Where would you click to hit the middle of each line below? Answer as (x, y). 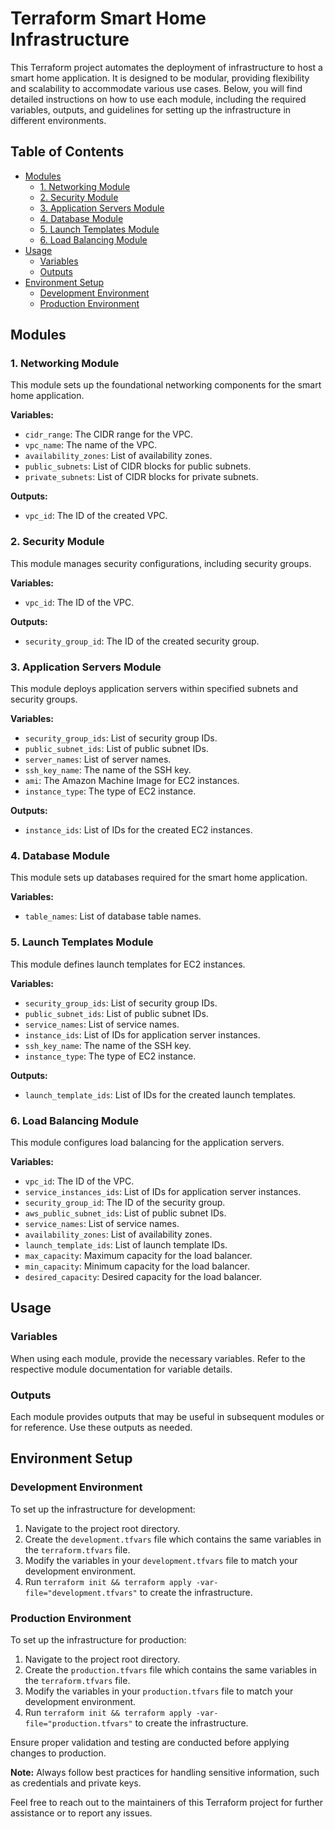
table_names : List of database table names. (113, 916)
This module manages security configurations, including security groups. (161, 563)
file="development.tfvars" (81, 1593)
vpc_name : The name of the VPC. (91, 445)
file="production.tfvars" (78, 1723)
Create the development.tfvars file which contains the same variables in (173, 1539)
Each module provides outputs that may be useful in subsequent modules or (167, 1416)
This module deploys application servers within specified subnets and (154, 689)
